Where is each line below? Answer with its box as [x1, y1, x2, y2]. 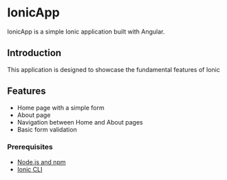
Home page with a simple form [17, 103, 105, 112]
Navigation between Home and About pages [17, 118, 143, 126]
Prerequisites [7, 142, 53, 152]
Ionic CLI [17, 165, 43, 173]
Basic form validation [17, 125, 77, 133]
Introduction [7, 47, 62, 59]
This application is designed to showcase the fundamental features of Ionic [7, 65, 220, 73]
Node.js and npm [17, 157, 66, 166]
